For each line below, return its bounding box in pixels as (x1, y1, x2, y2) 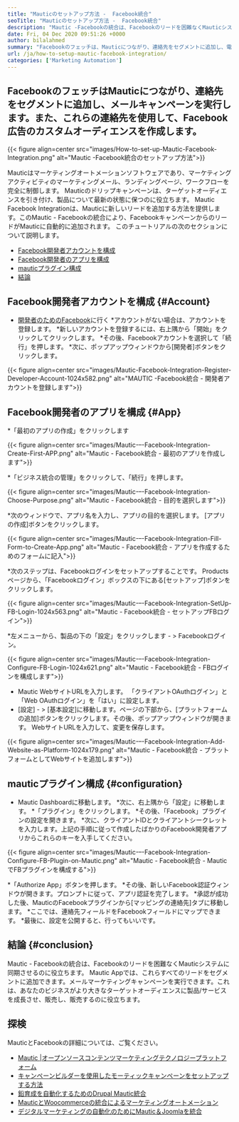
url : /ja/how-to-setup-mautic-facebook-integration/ (7, 51, 167, 58)
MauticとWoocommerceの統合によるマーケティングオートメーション (17, 1098, 219, 1106)
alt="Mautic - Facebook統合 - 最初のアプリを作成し (75, 449, 226, 458)
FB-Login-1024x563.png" (7, 607, 83, 616)
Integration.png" (7, 153, 55, 161)
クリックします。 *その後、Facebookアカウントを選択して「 (48, 333, 225, 343)
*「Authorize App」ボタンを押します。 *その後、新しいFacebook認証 (7, 881, 211, 889)
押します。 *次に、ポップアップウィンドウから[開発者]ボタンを (36, 343, 221, 351)
